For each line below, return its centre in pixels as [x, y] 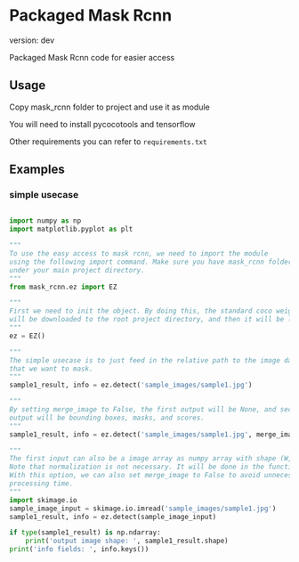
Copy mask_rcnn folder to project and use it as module [110, 107]
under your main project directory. [77, 270]
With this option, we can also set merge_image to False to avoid [135, 476]
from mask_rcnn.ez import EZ [63, 287]
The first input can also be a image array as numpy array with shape [143, 459]
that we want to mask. [51, 369]
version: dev [32, 40]
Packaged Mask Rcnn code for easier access [92, 57]
